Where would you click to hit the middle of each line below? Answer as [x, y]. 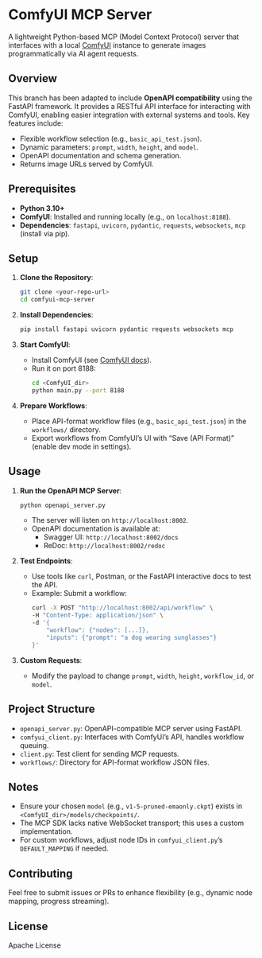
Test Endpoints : [46, 561]
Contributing [40, 873]
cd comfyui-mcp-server [57, 300]
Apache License [35, 945]
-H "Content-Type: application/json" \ [98, 615]
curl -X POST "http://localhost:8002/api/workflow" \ [122, 608]
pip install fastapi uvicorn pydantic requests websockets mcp [127, 329]
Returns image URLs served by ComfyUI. [87, 164]
